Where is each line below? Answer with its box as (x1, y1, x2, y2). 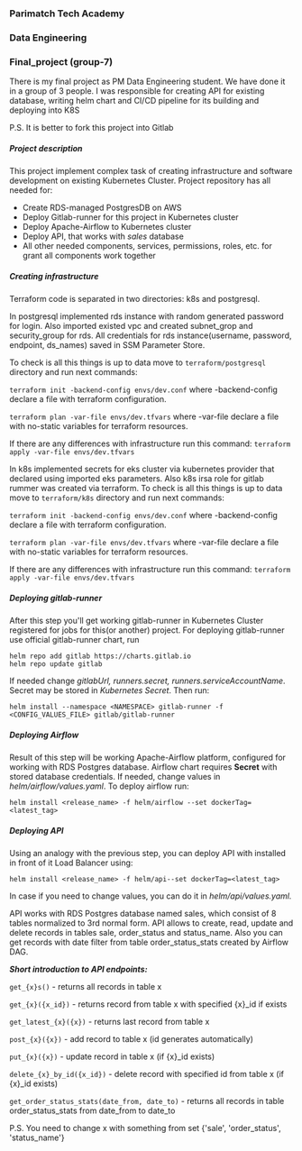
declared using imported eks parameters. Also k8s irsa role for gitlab (9, 473, 264, 484)
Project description (9, 142, 83, 153)
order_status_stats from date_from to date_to (9, 1105, 176, 1116)
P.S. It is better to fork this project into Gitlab (9, 123, 174, 133)
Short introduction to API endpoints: (9, 964, 148, 974)
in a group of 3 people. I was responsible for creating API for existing (9, 86, 265, 96)
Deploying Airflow (9, 729, 79, 740)
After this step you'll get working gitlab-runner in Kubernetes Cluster (9, 616, 264, 626)
